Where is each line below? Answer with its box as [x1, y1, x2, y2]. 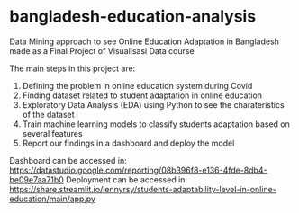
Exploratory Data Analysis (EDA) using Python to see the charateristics [22, 99, 285, 110]
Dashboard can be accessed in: [9, 155, 128, 165]
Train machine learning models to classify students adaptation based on [22, 119, 290, 129]
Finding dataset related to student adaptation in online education [22, 90, 263, 101]
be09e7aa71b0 [9, 173, 65, 185]
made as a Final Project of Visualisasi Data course [9, 45, 195, 56]
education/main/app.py [9, 193, 96, 204]
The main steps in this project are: [9, 63, 136, 74]
